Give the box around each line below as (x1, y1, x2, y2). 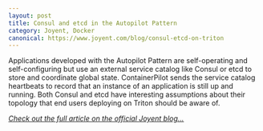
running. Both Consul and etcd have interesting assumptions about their (8, 89, 246, 100)
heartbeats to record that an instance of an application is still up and (8, 81, 234, 91)
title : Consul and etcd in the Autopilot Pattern (8, 19, 178, 27)
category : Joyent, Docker (8, 26, 95, 34)
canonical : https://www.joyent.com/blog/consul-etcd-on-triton (8, 34, 225, 42)
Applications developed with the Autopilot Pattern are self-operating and (8, 56, 249, 65)
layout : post (8, 11, 52, 20)
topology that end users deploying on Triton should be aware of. (8, 98, 221, 108)
